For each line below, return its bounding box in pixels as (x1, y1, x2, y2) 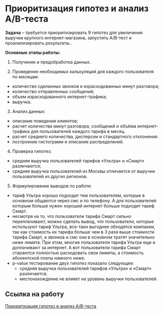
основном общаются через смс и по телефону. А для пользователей (12, 197, 157, 204)
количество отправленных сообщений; (12, 88, 94, 94)
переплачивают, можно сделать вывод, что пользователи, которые (12, 218, 154, 224)
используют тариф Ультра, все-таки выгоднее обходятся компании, (12, 224, 156, 230)
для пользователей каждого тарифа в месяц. (31, 128, 126, 134)
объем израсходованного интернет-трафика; (12, 94, 107, 100)
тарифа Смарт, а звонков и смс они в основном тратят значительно (12, 234, 155, 240)
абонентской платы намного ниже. (12, 255, 86, 261)
